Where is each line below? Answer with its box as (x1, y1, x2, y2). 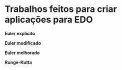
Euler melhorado (4, 50, 40, 56)
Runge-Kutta (4, 59, 32, 65)
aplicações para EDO (4, 14, 93, 25)
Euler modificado (4, 40, 41, 46)
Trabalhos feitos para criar (4, 3, 117, 15)
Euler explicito (4, 30, 35, 36)
